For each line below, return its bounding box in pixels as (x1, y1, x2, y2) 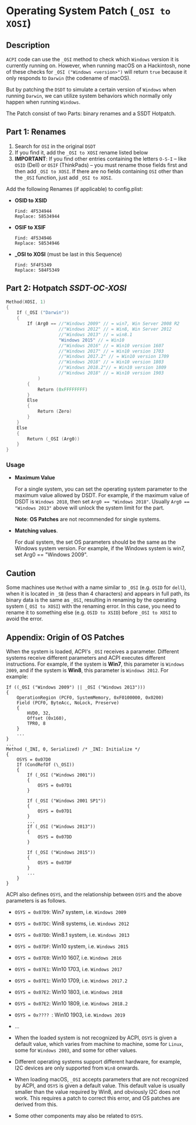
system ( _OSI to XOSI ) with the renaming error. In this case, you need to (6, 603, 181, 610)
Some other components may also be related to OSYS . (14, 1113, 143, 1120)
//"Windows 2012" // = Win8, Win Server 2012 (58, 326, 172, 332)
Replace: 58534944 (14, 213, 60, 219)
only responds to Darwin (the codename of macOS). (6, 75, 131, 81)
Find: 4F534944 (14, 208, 52, 214)
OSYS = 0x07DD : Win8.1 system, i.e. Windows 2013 (14, 932, 130, 939)
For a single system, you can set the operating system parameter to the (14, 485, 188, 493)
